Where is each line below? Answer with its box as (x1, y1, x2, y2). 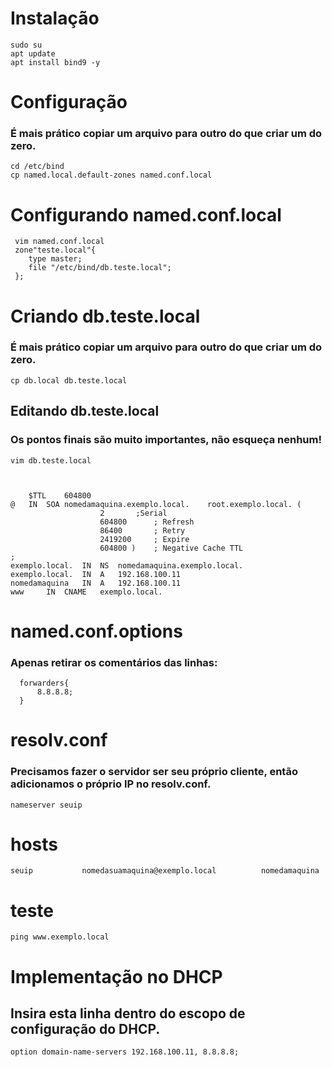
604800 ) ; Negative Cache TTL (99, 543, 244, 553)
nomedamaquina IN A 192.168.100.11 (10, 578, 182, 588)
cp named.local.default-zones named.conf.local (10, 170, 213, 181)
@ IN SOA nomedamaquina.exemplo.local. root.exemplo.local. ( (10, 499, 302, 509)
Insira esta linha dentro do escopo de (10, 1005, 246, 1022)
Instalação (10, 7, 100, 30)
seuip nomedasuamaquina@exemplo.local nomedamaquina (10, 866, 320, 876)
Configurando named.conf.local (10, 203, 282, 226)
